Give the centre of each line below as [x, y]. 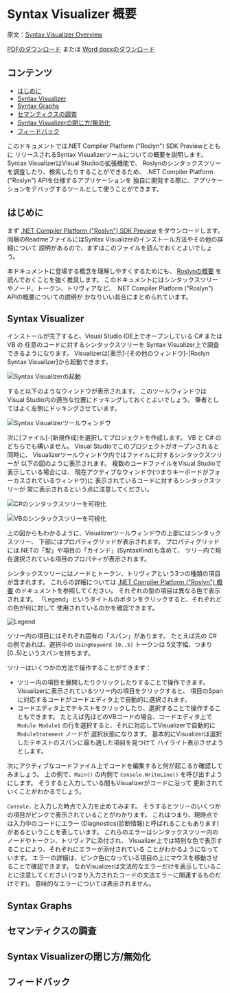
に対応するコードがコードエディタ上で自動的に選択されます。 [104, 700]
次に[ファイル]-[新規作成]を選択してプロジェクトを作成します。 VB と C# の [114, 438]
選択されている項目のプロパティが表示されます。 [82, 559]
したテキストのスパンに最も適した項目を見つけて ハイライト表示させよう [120, 743]
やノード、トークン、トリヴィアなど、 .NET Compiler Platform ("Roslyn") [111, 288]
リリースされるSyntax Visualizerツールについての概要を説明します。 [111, 154]
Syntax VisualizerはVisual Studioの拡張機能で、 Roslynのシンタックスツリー [114, 163]
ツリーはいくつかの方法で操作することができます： [79, 668]
